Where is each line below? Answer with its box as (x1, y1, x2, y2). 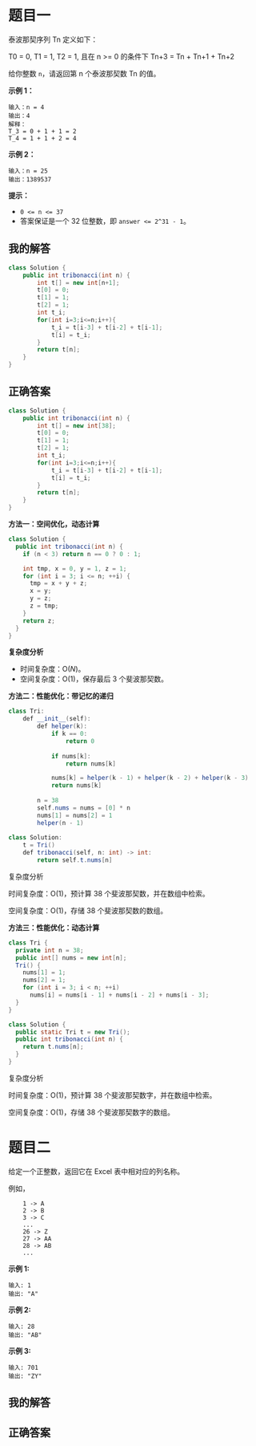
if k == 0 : (50, 730, 88, 738)
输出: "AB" (8, 1330, 42, 1339)
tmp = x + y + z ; (29, 579, 88, 587)
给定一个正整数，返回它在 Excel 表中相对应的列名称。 (8, 1166, 185, 1176)
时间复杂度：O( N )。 (19, 664, 86, 674)
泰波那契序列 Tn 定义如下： (8, 35, 98, 44)
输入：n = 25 (8, 167, 48, 175)
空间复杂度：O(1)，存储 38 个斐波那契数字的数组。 (8, 1107, 174, 1117)
